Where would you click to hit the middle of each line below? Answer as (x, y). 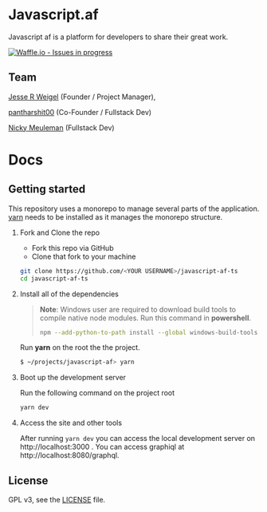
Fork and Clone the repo (60, 232)
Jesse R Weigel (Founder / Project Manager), (82, 97)
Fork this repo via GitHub (73, 248)
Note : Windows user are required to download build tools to (138, 309)
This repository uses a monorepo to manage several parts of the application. (134, 208)
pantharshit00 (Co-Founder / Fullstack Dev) (80, 112)
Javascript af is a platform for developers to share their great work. (118, 37)
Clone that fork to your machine (84, 256)
